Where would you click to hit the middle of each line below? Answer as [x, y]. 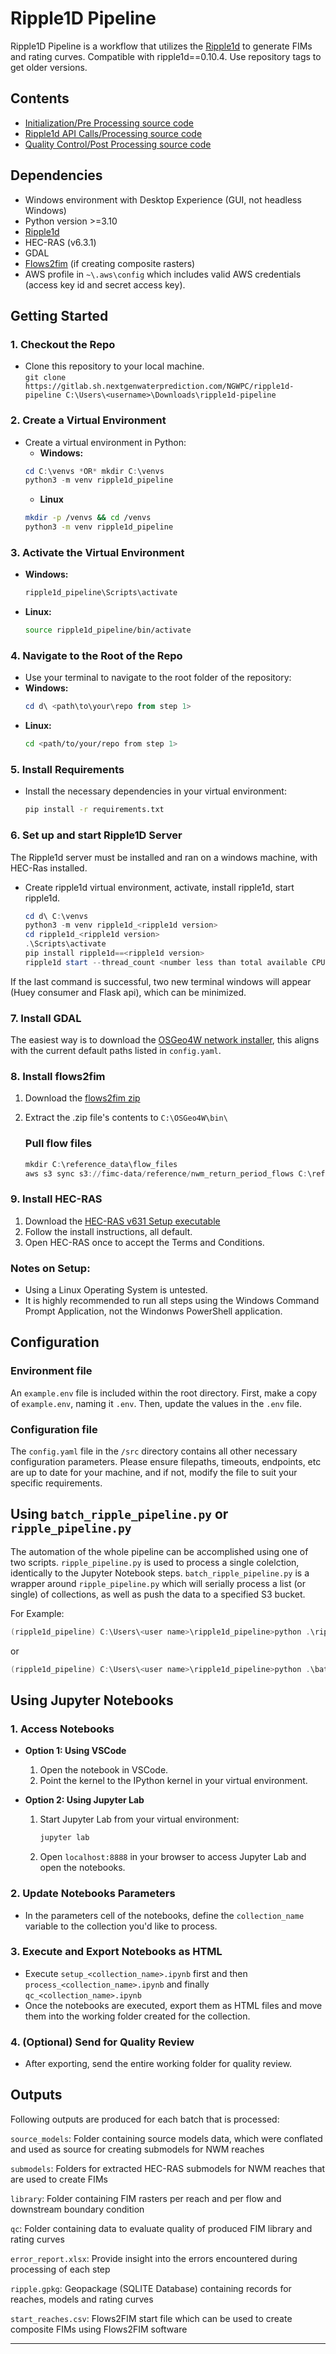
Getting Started [59, 315]
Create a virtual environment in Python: [105, 442]
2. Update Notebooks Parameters [93, 1894]
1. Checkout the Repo [63, 344]
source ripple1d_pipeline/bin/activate [108, 630]
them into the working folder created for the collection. [137, 2016]
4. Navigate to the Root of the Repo [96, 656]
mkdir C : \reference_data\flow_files [101, 1164]
